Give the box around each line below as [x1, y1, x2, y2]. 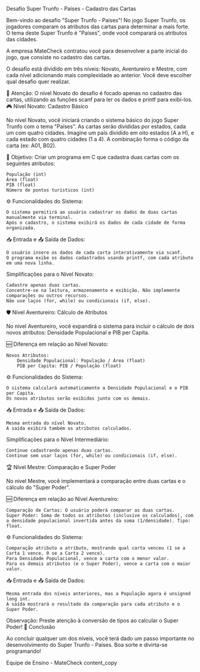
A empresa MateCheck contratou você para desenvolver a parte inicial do [6, 47, 188, 54]
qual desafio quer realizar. [6, 78, 70, 85]
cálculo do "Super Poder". [6, 484, 70, 491]
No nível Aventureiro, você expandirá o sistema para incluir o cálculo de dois [6, 323, 195, 330]
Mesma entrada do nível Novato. [6, 420, 87, 426]
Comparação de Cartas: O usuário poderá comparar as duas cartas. [6, 507, 175, 513]
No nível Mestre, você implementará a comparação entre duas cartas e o [6, 478, 186, 484]
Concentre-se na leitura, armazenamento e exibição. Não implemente [6, 287, 180, 293]
